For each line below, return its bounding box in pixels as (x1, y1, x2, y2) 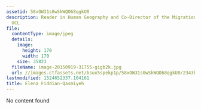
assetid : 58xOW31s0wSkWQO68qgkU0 (6, 8, 90, 15)
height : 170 (22, 48, 52, 54)
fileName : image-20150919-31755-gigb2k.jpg (11, 64, 121, 70)
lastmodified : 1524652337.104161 (6, 75, 90, 81)
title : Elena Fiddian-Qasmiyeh (6, 81, 84, 87)
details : (11, 36, 33, 42)
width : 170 (22, 53, 50, 59)
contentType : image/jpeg (11, 31, 74, 37)
